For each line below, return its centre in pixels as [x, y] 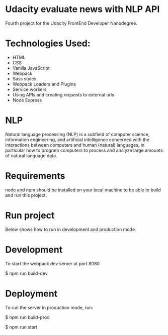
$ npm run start [21, 327]
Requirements [35, 176]
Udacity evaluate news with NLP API [82, 9]
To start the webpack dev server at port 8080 [52, 263]
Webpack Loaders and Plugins [44, 84]
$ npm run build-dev [26, 273]
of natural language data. [31, 155]
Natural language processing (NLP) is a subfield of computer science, [77, 134]
